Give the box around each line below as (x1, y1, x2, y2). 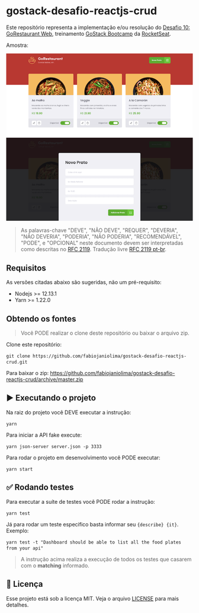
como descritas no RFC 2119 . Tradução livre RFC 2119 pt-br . (20, 246, 167, 253)
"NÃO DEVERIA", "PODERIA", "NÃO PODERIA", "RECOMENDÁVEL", (20, 233, 182, 240)
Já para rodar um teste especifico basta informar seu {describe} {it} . (6, 520, 179, 528)
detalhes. (6, 601, 29, 608)
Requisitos (6, 263, 46, 273)
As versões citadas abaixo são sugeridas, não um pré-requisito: (6, 279, 162, 286)
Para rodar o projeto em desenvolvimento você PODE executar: (6, 454, 161, 461)
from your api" (6, 545, 44, 551)
